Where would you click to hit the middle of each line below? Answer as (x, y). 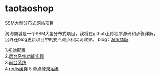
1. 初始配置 (15, 50)
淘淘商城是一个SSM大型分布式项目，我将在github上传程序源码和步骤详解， (81, 33)
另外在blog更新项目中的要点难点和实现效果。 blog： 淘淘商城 (67, 39)
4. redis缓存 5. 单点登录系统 (32, 68)
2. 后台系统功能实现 (25, 56)
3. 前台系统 (16, 62)
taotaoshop (29, 9)
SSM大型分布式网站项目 (29, 23)
